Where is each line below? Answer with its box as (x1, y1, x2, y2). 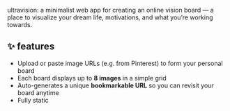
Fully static (17, 96, 49, 104)
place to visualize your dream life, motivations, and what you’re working (7, 13, 214, 22)
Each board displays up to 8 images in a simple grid (17, 74, 167, 82)
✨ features (7, 41, 55, 53)
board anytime (17, 88, 59, 96)
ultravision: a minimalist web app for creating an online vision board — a (7, 6, 214, 14)
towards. (7, 21, 33, 28)
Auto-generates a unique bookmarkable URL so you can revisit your (17, 81, 214, 89)
